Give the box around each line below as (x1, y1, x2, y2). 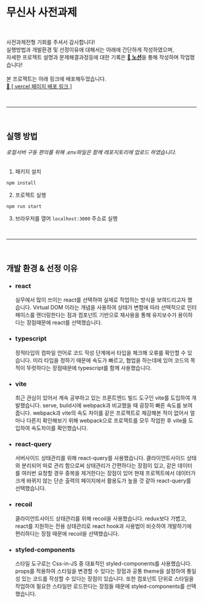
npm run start (6, 203, 42, 209)
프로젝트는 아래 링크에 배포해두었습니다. (12, 75, 107, 82)
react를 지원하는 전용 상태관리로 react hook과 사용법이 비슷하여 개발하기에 (14, 522, 192, 530)
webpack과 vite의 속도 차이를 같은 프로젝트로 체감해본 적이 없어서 (33, 409, 189, 417)
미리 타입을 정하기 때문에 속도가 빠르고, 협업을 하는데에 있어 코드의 (33, 357, 189, 364)
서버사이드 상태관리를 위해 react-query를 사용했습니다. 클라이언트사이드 (14, 455, 185, 462)
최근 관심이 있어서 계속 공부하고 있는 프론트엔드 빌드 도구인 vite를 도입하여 (14, 394, 190, 401)
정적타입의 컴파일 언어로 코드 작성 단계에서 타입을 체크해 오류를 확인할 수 (14, 349, 186, 356)
